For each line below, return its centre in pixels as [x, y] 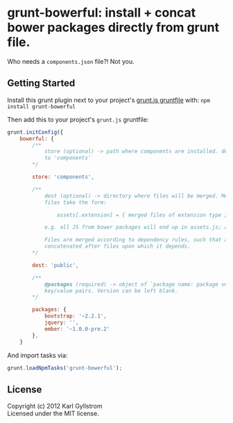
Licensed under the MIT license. [53, 413]
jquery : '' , [61, 322]
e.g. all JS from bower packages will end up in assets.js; [133, 227]
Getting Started [41, 84]
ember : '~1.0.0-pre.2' [77, 329]
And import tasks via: [37, 355]
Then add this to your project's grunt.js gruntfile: [78, 119]
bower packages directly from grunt [113, 27]
